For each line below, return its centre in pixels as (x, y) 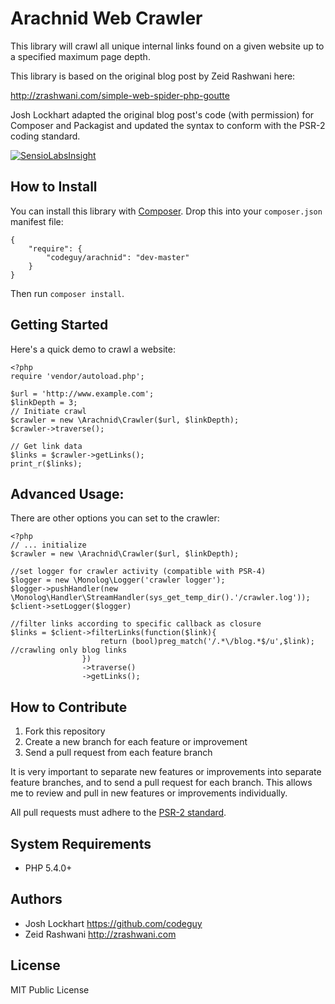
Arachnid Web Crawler (106, 18)
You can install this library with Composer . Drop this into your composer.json (166, 211)
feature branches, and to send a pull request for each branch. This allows (161, 783)
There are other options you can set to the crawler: (115, 518)
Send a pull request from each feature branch (118, 753)
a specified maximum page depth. (80, 56)
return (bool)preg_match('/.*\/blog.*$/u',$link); (207, 642)
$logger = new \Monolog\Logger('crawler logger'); (118, 580)
